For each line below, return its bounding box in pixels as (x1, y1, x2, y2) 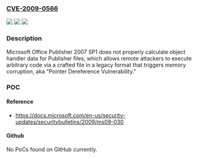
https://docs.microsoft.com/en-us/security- (15, 111, 126, 119)
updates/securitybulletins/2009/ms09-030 (15, 118, 124, 125)
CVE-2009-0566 (6, 4, 58, 13)
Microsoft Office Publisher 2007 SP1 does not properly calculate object (6, 48, 186, 56)
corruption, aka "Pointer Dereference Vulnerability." (6, 67, 137, 75)
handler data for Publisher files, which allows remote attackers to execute (6, 54, 192, 62)
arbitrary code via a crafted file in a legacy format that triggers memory (6, 61, 186, 68)
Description (6, 34, 42, 43)
